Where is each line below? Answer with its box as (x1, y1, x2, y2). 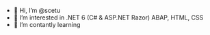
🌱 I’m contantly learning (13, 21, 81, 28)
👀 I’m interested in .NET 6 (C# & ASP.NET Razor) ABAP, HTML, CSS (13, 13, 204, 22)
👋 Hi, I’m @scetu (13, 7, 60, 14)
